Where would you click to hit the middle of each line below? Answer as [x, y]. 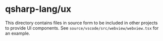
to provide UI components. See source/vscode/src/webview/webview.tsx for [82, 28]
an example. [18, 33]
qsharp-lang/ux [38, 9]
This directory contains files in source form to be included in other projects [81, 23]
